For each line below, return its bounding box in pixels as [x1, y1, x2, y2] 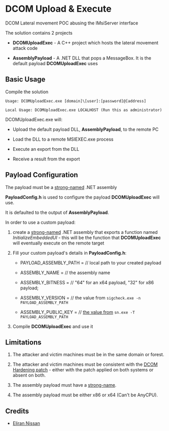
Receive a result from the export [12, 156, 80, 162]
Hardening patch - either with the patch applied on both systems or [12, 367, 154, 373]
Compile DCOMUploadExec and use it [12, 323, 93, 329]
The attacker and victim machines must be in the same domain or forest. [12, 352, 164, 358]
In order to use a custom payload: [5, 219, 76, 225]
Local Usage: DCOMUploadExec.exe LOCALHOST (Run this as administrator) [5, 107, 162, 113]
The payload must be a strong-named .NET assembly [5, 184, 117, 190]
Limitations [5, 338, 42, 346]
